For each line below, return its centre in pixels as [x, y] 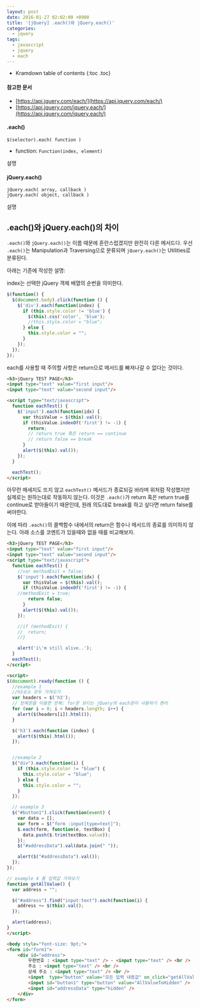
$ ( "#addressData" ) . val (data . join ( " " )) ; [68, 846]
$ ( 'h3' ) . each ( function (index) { [53, 730]
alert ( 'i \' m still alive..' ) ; [55, 648]
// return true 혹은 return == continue [77, 434]
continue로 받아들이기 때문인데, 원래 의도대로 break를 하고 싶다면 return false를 [100, 505]
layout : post [23, 12]
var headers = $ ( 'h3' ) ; [41, 698]
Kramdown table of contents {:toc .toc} [63, 73]
